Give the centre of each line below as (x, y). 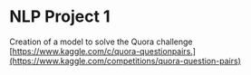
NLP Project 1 (60, 17)
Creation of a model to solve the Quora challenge (101, 42)
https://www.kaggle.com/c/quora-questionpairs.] (104, 51)
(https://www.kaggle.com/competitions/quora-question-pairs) (125, 61)
